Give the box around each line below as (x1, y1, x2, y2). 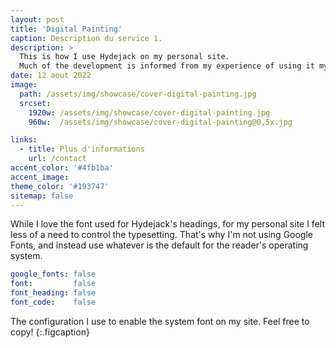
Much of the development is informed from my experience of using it (19, 61, 315, 71)
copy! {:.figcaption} (10, 326, 90, 338)
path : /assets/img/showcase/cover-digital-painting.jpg (19, 89, 257, 99)
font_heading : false (10, 288, 97, 298)
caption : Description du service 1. (10, 33, 163, 43)
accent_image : (10, 172, 70, 182)
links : (10, 135, 38, 145)
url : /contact (28, 154, 87, 164)
